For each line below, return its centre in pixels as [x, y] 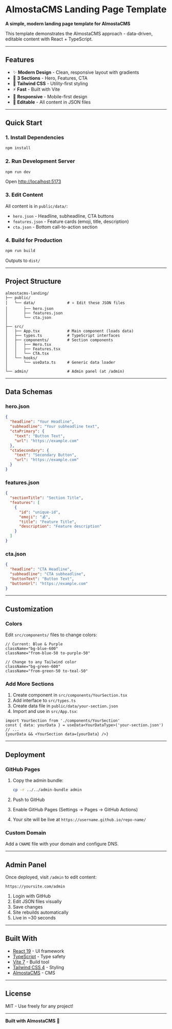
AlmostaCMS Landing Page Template [86, 9]
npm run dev [18, 172]
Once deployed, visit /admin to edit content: [51, 877]
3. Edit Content [24, 195]
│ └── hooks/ [21, 358]
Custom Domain [26, 832]
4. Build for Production [34, 240]
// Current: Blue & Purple [34, 644]
